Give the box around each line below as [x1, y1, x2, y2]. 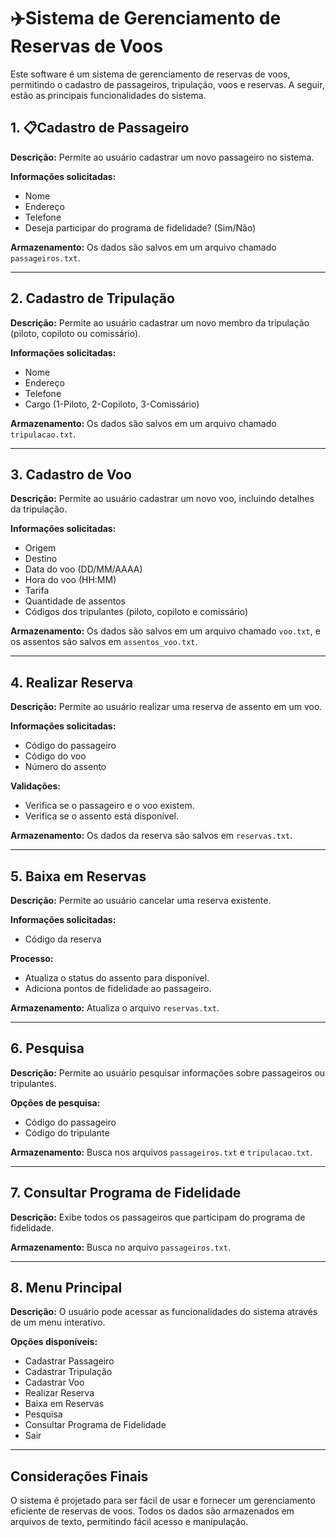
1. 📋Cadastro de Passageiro [10, 120, 190, 137]
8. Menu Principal [10, 1280, 123, 1297]
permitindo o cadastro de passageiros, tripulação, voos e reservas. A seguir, [10, 78, 325, 90]
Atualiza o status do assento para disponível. [24, 972, 210, 984]
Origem [24, 542, 57, 554]
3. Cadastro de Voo [10, 466, 132, 483]
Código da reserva [24, 933, 102, 945]
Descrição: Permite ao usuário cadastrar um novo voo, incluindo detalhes [10, 493, 315, 505]
